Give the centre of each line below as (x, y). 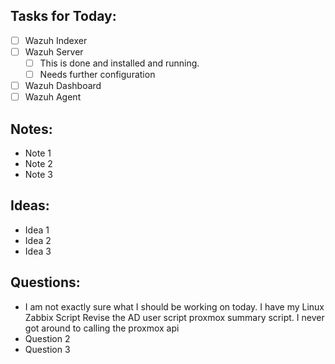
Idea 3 (38, 251)
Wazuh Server (54, 51)
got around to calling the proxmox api (102, 328)
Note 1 (38, 153)
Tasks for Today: (63, 16)
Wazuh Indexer (56, 40)
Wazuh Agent (53, 97)
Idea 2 (38, 240)
